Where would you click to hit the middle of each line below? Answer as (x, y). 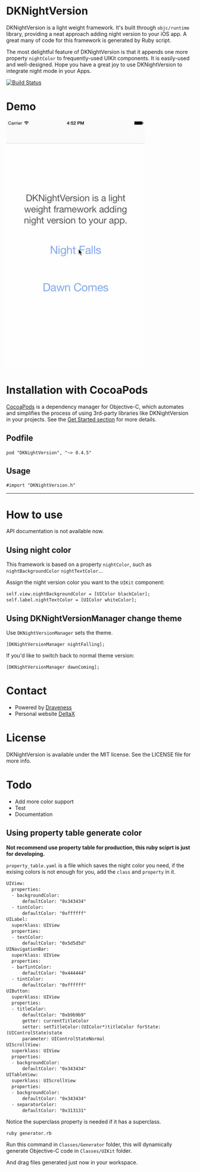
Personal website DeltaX (45, 714)
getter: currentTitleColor (55, 1021)
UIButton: (18, 991)
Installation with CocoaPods (77, 390)
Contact (26, 691)
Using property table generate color (74, 833)
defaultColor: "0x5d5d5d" (54, 943)
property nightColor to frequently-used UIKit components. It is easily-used (98, 58)
